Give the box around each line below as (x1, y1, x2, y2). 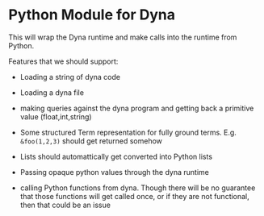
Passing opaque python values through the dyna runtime (19, 167, 210, 177)
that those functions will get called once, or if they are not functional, (19, 191, 250, 201)
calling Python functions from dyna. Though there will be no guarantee (19, 183, 256, 193)
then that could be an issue (19, 200, 111, 210)
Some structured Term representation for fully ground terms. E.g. (19, 127, 237, 137)
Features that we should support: (8, 56, 119, 66)
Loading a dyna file (19, 87, 85, 98)
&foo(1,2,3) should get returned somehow (19, 135, 163, 146)
